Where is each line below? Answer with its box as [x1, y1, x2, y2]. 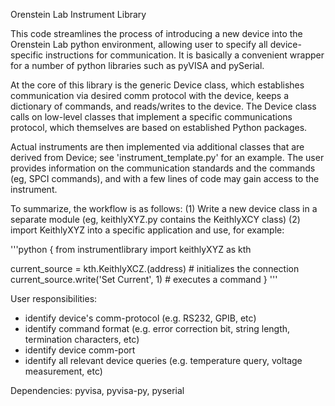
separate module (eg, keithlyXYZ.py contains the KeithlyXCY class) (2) [10, 214, 301, 225]
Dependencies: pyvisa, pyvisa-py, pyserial [10, 385, 185, 396]
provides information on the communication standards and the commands [10, 162, 316, 174]
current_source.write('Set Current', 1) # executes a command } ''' [10, 274, 278, 285]
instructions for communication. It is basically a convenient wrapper [45, 49, 325, 61]
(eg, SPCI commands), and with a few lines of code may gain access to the [10, 173, 320, 184]
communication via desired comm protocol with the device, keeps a [10, 90, 290, 101]
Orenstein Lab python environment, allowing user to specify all [10, 39, 268, 50]
